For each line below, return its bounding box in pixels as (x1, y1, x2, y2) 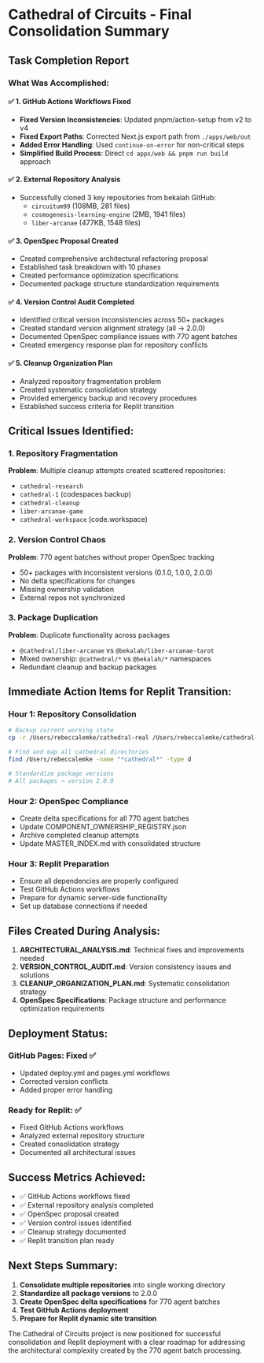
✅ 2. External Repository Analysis (8, 175, 121, 184)
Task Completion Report (8, 54, 130, 67)
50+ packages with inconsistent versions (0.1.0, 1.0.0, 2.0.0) (19, 568, 214, 577)
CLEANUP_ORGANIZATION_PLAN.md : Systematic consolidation (19, 979, 230, 989)
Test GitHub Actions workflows (19, 884, 120, 894)
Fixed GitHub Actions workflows (19, 1123, 124, 1132)
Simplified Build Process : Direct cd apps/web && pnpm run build (19, 148, 229, 158)
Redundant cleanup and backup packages (19, 662, 157, 672)
